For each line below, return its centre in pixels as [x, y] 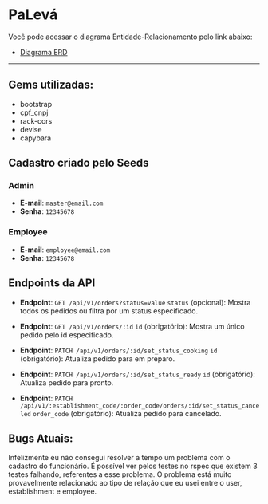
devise [31, 129]
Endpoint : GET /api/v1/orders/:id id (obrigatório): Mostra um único [132, 326]
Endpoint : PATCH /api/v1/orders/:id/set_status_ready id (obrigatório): [137, 374]
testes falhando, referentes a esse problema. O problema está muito [120, 474]
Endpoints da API [52, 283]
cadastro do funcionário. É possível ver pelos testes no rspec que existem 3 [133, 466]
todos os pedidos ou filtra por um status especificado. [109, 311]
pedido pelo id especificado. [67, 335]
